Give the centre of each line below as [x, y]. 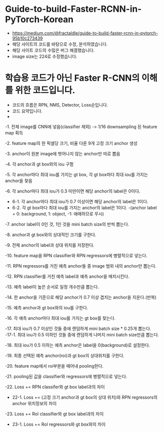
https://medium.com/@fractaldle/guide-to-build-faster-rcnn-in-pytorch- [85, 33]
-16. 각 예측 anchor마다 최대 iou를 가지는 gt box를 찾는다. [60, 318]
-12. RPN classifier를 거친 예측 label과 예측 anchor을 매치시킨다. [67, 276]
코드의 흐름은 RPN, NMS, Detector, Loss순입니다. [60, 105]
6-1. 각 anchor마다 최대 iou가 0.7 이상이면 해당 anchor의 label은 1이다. [80, 201]
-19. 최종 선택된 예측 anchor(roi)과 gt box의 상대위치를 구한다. [65, 355]
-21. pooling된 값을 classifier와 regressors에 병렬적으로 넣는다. [66, 376]
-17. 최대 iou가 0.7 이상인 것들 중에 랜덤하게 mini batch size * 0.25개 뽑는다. [78, 328]
